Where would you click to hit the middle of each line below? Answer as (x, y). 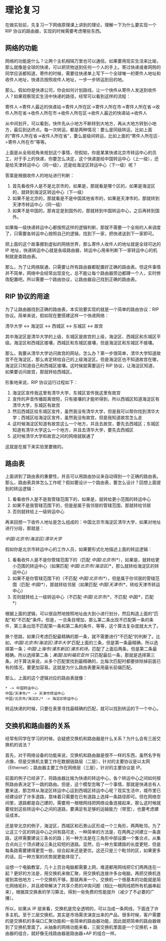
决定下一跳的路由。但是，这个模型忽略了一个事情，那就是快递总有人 (91, 784)
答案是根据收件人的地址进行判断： (40, 175)
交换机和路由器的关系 (38, 726)
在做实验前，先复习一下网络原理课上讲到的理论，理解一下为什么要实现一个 (81, 25)
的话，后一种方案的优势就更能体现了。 (44, 857)
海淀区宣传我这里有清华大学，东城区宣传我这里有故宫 (66, 393)
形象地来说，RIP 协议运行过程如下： (41, 382)
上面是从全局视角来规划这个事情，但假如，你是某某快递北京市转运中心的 (79, 152)
